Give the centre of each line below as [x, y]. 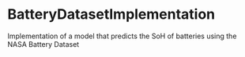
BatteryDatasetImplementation [111, 14]
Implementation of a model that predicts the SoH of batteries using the [122, 36]
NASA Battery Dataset [43, 44]
